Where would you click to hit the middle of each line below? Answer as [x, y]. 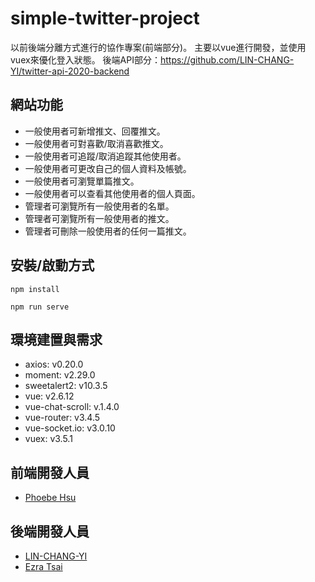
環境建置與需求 [56, 339]
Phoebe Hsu [50, 498]
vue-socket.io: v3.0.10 [70, 428]
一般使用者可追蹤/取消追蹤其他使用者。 [105, 156]
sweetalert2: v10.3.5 [66, 386]
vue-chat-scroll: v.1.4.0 [72, 407]
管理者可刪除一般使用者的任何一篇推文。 [108, 231]
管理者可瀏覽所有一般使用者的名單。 [99, 206]
